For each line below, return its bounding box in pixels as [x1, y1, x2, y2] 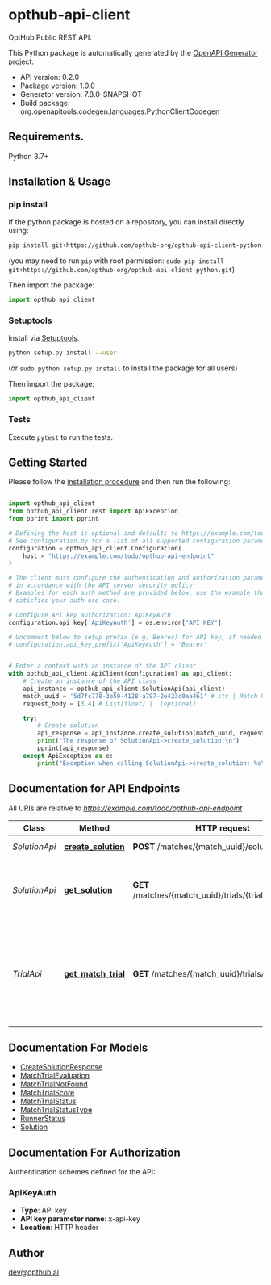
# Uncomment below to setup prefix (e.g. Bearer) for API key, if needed [8, 633, 262, 641]
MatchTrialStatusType [19, 1105, 93, 1115]
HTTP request [194, 822, 250, 833]
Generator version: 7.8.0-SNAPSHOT [19, 89, 143, 98]
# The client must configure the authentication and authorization [8, 574, 240, 582]
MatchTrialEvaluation [19, 1071, 90, 1081]
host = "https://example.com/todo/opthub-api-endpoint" [23, 551, 215, 560]
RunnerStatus [19, 1114, 66, 1124]
